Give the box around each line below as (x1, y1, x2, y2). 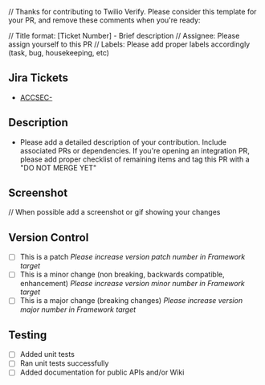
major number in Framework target (19, 305, 137, 314)
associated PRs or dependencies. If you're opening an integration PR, (19, 145, 251, 155)
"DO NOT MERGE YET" (19, 162, 97, 172)
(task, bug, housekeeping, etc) (8, 48, 110, 57)
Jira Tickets (8, 72, 68, 85)
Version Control (8, 231, 89, 244)
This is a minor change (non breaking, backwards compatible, (19, 269, 225, 280)
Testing (8, 328, 47, 342)
